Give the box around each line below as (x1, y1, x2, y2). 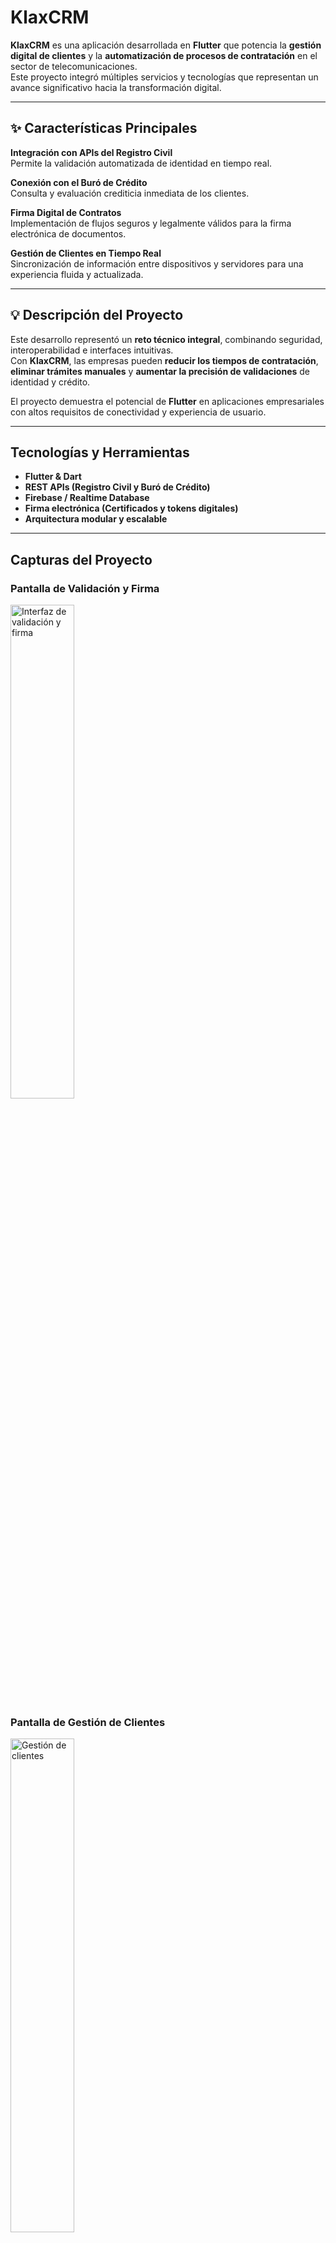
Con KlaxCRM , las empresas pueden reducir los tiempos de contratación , (10, 354, 319, 366)
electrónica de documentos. (10, 227, 127, 240)
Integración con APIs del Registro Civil (10, 146, 173, 158)
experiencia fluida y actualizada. (10, 268, 144, 280)
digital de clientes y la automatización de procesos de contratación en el (10, 49, 318, 61)
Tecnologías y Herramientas (10, 444, 190, 461)
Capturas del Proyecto (10, 551, 153, 568)
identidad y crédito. (10, 376, 91, 388)
